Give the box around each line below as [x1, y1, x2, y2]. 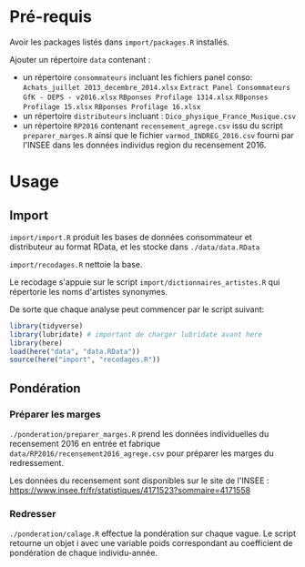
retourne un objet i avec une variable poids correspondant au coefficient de [9, 538, 293, 549]
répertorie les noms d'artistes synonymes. [9, 286, 168, 297]
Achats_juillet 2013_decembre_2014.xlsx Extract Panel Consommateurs [22, 83, 291, 92]
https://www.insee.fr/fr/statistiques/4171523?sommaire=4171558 [9, 485, 251, 495]
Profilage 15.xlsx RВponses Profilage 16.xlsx [22, 102, 201, 111]
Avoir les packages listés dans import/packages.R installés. [9, 36, 230, 47]
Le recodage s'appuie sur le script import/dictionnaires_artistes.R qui [9, 276, 280, 288]
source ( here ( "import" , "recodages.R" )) [9, 355, 161, 365]
